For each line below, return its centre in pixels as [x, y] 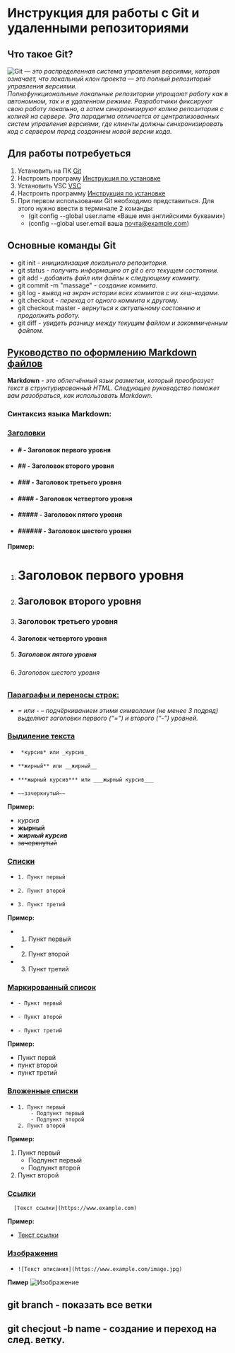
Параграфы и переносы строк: [64, 695]
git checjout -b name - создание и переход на [112, 1329]
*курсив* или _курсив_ [54, 752]
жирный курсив [43, 835]
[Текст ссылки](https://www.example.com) [76, 1208]
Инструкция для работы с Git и [103, 13]
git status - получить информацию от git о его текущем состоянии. [118, 270]
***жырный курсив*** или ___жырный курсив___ [85, 780]
